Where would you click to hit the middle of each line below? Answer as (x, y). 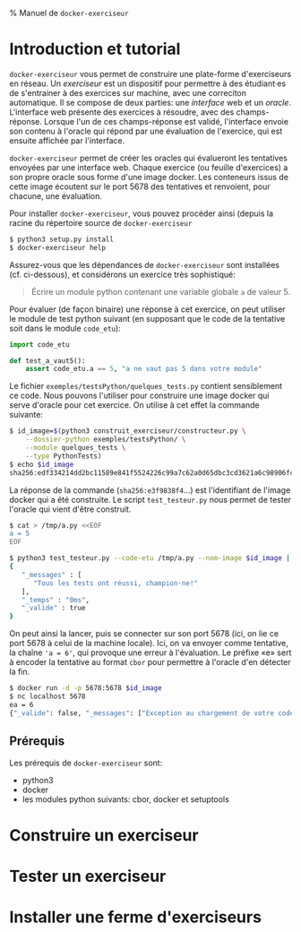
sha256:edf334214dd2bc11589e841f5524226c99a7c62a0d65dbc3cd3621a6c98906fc (152, 473)
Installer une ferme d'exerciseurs (136, 917)
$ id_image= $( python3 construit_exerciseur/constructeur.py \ (128, 431)
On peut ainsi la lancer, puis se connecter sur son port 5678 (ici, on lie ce (144, 634)
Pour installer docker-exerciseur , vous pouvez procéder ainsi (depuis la (142, 213)
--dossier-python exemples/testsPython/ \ (106, 440)
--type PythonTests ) (64, 456)
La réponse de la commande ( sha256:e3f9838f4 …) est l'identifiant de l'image (150, 490)
